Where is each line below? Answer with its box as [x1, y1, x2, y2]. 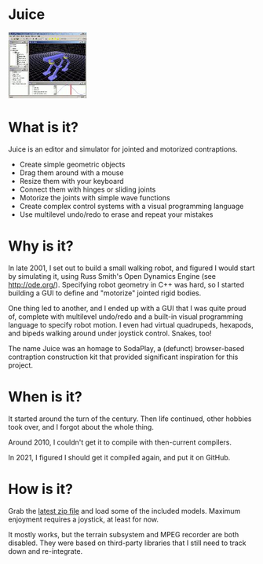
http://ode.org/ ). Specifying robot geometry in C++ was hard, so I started [8, 280, 245, 289]
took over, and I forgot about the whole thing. [8, 422, 155, 431]
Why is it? [8, 237, 74, 255]
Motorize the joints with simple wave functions [19, 192, 170, 202]
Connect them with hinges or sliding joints [19, 185, 156, 194]
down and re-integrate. [8, 546, 83, 555]
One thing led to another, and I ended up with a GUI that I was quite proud [8, 303, 247, 313]
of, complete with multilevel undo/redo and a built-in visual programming [8, 312, 243, 321]
